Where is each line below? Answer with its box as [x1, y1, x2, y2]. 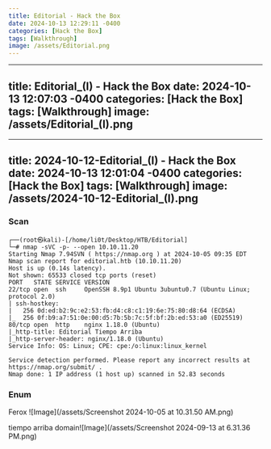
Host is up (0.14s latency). [8, 264, 106, 272]
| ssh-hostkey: [8, 300, 60, 308]
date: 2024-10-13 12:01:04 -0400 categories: [8, 166, 243, 180]
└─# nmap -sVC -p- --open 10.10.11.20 [8, 243, 139, 251]
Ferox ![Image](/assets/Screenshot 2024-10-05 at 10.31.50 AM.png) [8, 407, 234, 417]
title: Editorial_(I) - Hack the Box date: [8, 79, 200, 93]
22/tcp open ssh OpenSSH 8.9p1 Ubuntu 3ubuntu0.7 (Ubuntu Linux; [8, 285, 251, 293]
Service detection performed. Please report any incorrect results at [8, 356, 251, 364]
